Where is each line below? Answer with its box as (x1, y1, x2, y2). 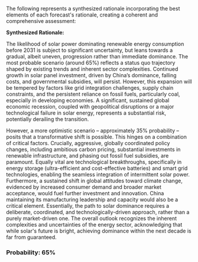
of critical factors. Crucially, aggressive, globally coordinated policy (6, 140, 170, 146)
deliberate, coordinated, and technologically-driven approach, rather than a (6, 209, 190, 215)
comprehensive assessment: (6, 18, 76, 24)
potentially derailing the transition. (6, 116, 89, 123)
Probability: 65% (6, 248, 56, 256)
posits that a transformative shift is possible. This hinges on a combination (6, 133, 187, 140)
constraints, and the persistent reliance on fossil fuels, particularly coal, (6, 91, 180, 97)
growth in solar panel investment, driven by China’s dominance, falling (6, 72, 177, 78)
